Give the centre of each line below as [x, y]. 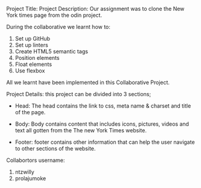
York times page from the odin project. [54, 15]
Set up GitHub [32, 38]
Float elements [33, 64]
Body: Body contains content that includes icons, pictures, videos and [102, 124]
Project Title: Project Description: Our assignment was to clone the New [95, 9]
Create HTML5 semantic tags [52, 51]
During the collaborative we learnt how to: [58, 27]
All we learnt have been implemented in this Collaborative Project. [88, 82]
